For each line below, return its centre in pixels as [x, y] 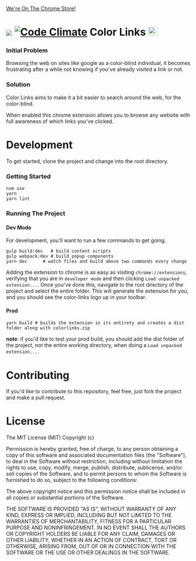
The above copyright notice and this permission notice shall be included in [96, 491]
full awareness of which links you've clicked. [60, 121]
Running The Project [36, 213]
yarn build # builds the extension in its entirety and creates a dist [95, 323]
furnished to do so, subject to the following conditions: [72, 480]
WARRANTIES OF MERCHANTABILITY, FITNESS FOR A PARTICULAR [89, 522]
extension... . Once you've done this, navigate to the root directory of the [95, 285]
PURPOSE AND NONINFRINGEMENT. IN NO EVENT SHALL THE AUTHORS [96, 528]
